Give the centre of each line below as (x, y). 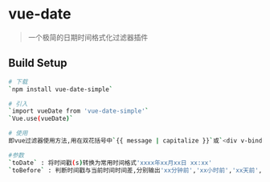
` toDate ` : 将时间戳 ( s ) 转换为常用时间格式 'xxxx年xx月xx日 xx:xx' (110, 163)
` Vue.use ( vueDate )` (41, 119)
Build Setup (38, 63)
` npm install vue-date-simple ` (61, 89)
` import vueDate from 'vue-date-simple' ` (79, 111)
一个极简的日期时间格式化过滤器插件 (88, 37)
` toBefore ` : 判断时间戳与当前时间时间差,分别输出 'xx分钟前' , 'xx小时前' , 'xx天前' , (135, 170)
